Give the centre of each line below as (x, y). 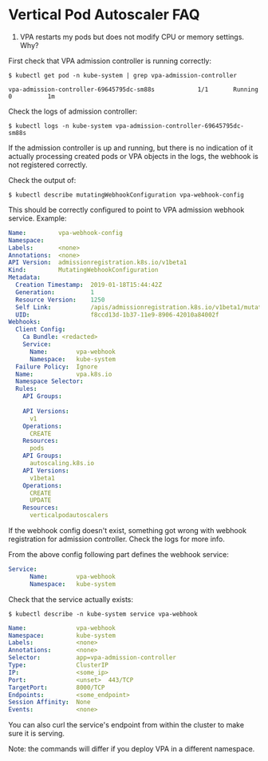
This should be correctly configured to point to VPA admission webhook (126, 209)
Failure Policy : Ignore (57, 367)
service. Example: (37, 218)
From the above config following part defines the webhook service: (118, 555)
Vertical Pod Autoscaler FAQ (104, 15)
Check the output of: (42, 180)
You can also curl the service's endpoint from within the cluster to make (126, 725)
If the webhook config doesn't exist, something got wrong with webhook (128, 531)
